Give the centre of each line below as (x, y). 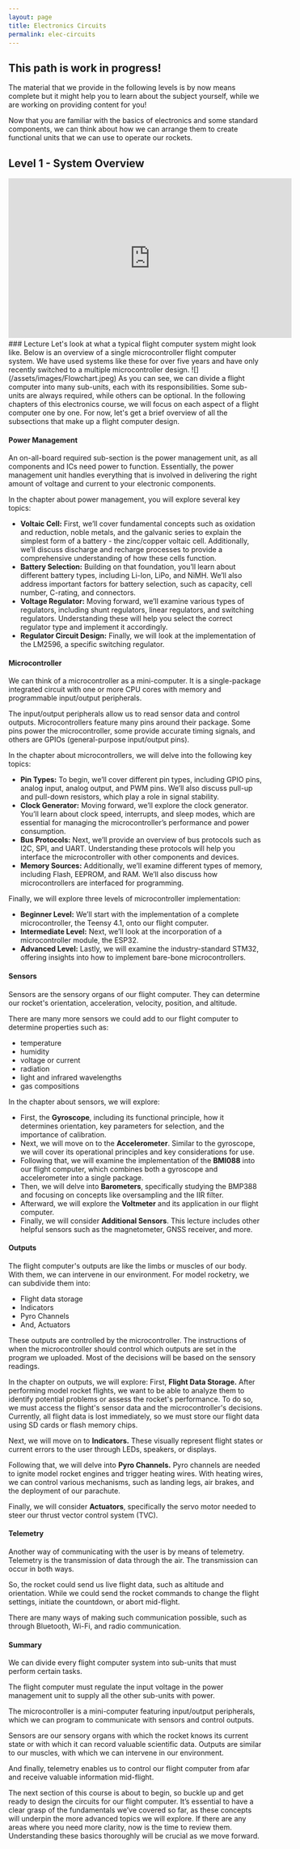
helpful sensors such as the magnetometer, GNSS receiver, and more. (136, 1229)
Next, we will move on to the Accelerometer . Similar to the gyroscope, (137, 1143)
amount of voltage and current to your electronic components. (112, 484)
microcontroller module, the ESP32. (79, 940)
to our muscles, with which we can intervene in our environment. (116, 1753)
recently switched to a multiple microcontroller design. (99, 370)
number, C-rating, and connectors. (78, 593)
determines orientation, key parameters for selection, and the (122, 1126)
